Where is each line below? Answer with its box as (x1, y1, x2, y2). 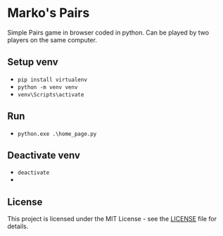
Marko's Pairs (7, 5, 90, 21)
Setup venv (7, 56, 58, 68)
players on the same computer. (7, 35, 97, 44)
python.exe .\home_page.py (17, 130, 97, 137)
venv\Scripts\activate (17, 91, 84, 98)
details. (7, 222, 29, 230)
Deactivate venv (7, 149, 81, 161)
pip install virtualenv (17, 76, 88, 83)
